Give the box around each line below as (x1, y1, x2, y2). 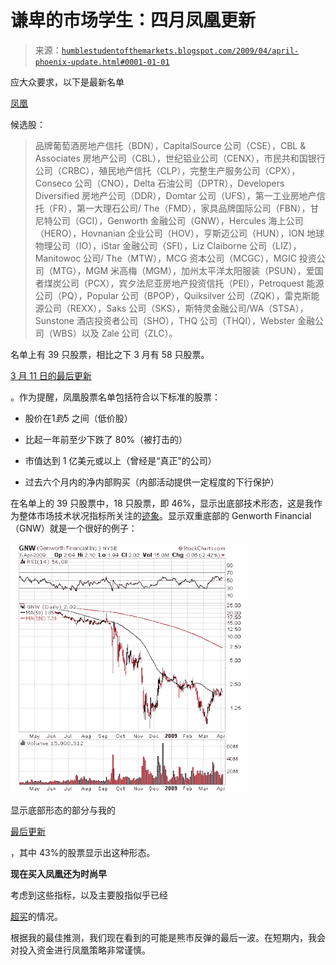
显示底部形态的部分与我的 (10, 804, 116, 816)
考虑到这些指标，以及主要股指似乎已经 (10, 889, 168, 901)
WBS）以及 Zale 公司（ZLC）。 (52, 327, 178, 339)
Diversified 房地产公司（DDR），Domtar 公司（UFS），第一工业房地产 (34, 189, 317, 201)
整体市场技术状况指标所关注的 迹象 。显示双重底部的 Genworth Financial (18, 509, 312, 521)
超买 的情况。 (10, 910, 63, 922)
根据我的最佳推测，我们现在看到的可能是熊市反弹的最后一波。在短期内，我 (10, 931, 317, 943)
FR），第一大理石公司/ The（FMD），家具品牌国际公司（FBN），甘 (52, 202, 320, 214)
